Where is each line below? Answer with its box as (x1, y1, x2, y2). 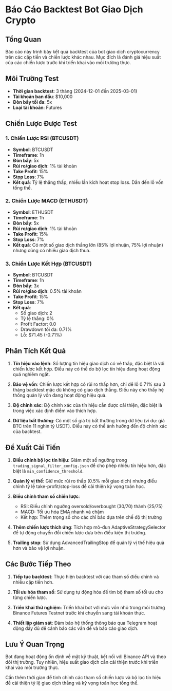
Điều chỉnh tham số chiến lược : (12, 493, 81, 499)
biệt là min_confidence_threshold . (12, 468, 84, 474)
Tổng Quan (5, 35, 42, 44)
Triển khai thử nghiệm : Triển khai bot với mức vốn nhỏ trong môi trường (12, 604, 165, 610)
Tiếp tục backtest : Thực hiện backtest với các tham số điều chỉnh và (12, 573, 159, 580)
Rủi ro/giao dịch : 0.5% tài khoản (12, 288, 82, 294)
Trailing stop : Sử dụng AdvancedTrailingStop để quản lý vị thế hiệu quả (12, 539, 165, 546)
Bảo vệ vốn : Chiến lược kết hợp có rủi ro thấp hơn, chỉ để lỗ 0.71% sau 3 (12, 381, 166, 387)
